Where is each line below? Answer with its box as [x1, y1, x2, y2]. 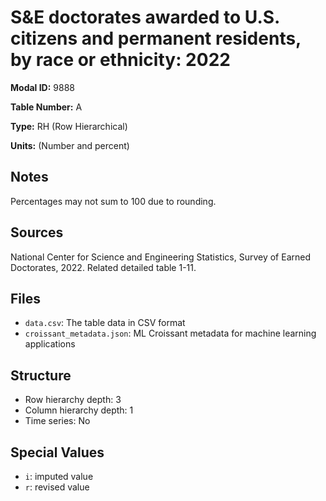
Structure [10, 367, 72, 384]
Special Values [10, 444, 105, 461]
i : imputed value [24, 471, 94, 482]
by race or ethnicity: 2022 [10, 49, 231, 71]
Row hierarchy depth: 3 [24, 394, 122, 406]
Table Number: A [10, 101, 83, 113]
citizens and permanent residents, [10, 27, 302, 50]
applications [24, 338, 76, 350]
